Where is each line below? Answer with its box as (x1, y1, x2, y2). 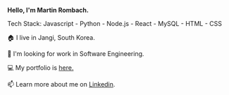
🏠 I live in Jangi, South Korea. (7, 34, 95, 41)
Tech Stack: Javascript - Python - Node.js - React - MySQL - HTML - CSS (7, 20, 222, 27)
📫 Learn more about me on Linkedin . (7, 80, 116, 88)
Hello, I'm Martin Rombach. (7, 6, 89, 14)
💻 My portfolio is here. (7, 64, 74, 72)
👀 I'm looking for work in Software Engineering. (7, 50, 144, 58)
